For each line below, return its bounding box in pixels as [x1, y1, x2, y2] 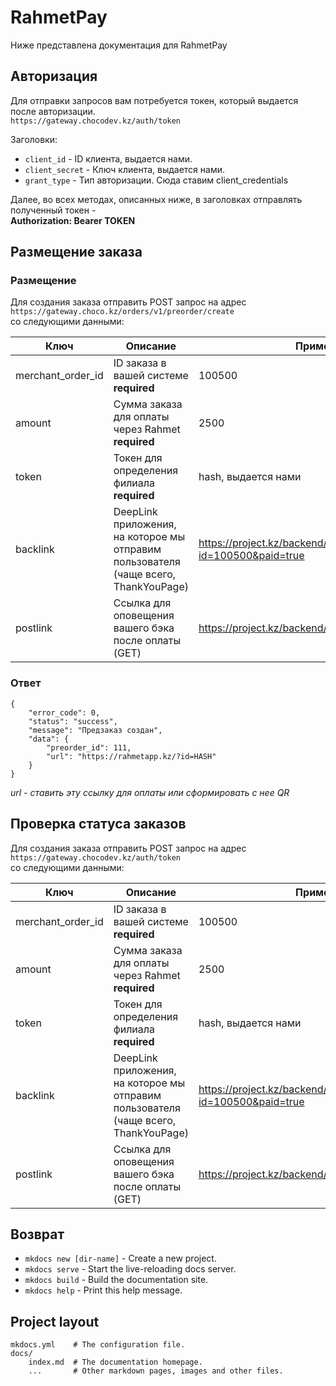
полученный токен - [10, 204, 97, 216]
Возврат [10, 1226, 65, 1243]
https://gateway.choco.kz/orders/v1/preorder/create [10, 307, 235, 317]
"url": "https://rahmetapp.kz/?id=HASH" [46, 751, 217, 761]
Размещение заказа [10, 244, 143, 261]
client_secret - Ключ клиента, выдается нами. [24, 163, 226, 175]
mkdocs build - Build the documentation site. [24, 1274, 209, 1286]
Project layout [10, 1313, 100, 1330]
